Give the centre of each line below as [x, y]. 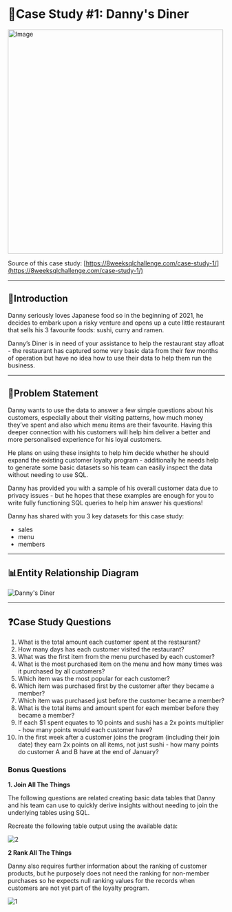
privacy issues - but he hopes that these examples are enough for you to [111, 495]
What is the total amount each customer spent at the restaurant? [109, 642]
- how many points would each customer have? [85, 730]
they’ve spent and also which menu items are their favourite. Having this [110, 425]
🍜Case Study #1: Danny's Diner [98, 14]
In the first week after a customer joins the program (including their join [118, 738]
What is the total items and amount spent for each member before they [118, 708]
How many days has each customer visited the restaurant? [101, 649]
